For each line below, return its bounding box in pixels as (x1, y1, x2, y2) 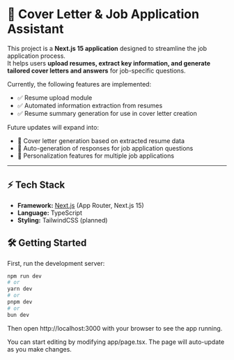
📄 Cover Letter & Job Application (7, 6, 200, 22)
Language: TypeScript (17, 209, 82, 217)
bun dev (7, 311, 30, 318)
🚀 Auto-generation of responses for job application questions (17, 144, 194, 152)
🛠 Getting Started (7, 237, 87, 249)
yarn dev (7, 285, 33, 292)
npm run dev (7, 272, 42, 280)
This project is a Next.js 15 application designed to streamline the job (7, 44, 208, 52)
